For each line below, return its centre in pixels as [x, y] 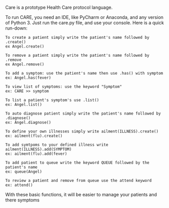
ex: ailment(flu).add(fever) [36, 154]
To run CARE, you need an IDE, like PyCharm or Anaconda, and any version [84, 17]
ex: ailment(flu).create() [34, 136]
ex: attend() [19, 185]
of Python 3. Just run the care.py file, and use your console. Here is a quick [85, 23]
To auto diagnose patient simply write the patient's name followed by [83, 113]
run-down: [16, 28]
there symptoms [22, 200]
